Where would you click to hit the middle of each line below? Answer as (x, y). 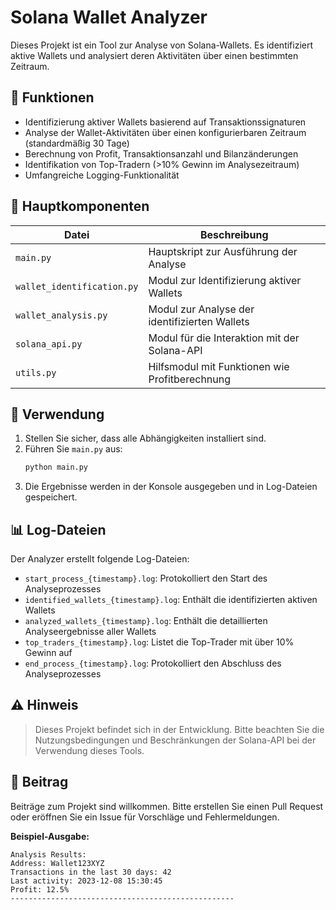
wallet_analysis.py (61, 315)
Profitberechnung (190, 379)
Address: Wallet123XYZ (57, 863)
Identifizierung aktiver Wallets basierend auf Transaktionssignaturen (165, 122)
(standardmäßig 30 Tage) (77, 143)
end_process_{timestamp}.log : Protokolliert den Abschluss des (153, 663)
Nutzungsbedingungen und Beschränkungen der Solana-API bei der (175, 740)
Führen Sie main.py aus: (73, 449)
